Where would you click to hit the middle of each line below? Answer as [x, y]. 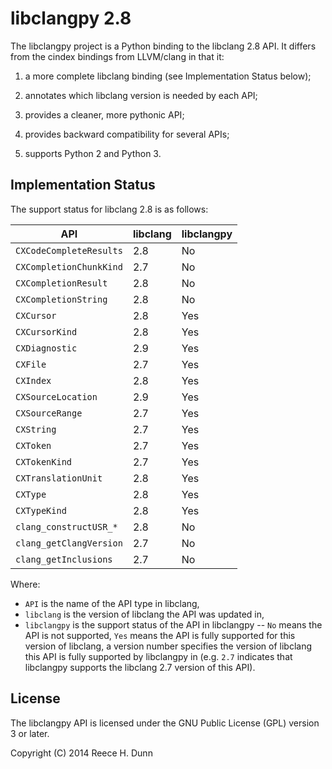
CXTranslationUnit [59, 478]
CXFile [31, 364]
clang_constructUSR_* [66, 526]
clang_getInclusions [64, 559]
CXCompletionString [61, 299]
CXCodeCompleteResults [69, 250]
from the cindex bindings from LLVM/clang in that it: [117, 56]
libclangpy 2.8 [71, 18]
